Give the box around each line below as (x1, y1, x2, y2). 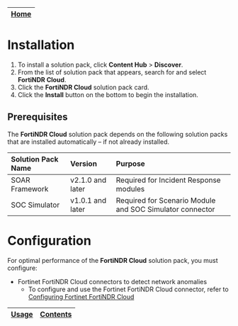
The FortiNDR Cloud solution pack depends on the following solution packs (7, 130, 228, 138)
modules (115, 184, 145, 193)
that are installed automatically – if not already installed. (7, 137, 170, 146)
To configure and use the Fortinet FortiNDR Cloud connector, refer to (28, 285, 229, 293)
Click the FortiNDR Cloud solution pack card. (17, 83, 150, 91)
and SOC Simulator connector (115, 204, 215, 214)
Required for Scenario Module (115, 195, 216, 205)
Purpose (115, 159, 145, 169)
